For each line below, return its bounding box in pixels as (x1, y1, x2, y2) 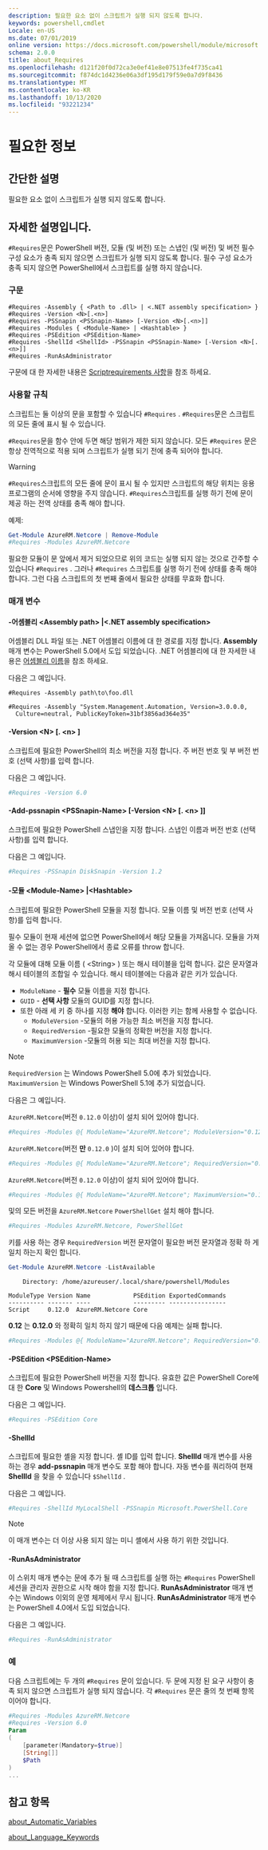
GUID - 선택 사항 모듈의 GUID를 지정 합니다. (19, 996, 155, 1005)
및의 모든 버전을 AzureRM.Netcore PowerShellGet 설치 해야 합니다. (8, 1206, 215, 1216)
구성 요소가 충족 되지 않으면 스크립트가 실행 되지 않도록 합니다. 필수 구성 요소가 (8, 252, 253, 262)
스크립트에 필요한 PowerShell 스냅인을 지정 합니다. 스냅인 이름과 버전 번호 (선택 (8, 824, 256, 834)
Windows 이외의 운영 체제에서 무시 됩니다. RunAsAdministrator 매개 (22, 1593, 242, 1602)
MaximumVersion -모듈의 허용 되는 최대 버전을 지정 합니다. (31, 1036, 211, 1045)
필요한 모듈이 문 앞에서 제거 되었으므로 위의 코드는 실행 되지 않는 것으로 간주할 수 (8, 554, 259, 564)
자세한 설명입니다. (8, 220, 92, 234)
